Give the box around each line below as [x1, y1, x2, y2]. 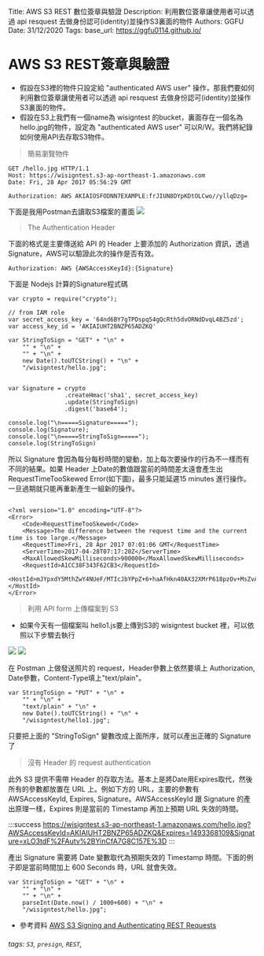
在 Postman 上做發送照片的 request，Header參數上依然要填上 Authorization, [8, 663, 255, 673]
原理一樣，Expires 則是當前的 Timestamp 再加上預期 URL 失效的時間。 [14, 803, 244, 813]
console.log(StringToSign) [8, 439, 97, 447]
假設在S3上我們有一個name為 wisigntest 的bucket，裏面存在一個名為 [19, 113, 244, 122]
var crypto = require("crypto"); [8, 294, 118, 303]
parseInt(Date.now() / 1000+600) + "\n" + [22, 899, 163, 906]
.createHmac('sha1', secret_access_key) [64, 391, 199, 399]
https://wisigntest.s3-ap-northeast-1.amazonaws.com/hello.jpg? [42, 819, 251, 829]
